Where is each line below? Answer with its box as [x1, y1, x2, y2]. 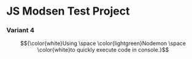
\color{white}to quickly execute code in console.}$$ [37, 46, 169, 54]
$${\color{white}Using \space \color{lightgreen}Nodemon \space [20, 40, 186, 47]
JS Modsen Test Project [6, 4, 130, 18]
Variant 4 [6, 26, 35, 35]
